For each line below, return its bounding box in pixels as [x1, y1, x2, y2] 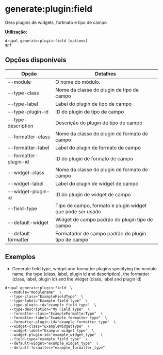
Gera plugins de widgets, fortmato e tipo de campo [5, 19, 107, 25]
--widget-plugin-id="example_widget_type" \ [9, 332, 103, 337]
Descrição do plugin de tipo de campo [55, 119, 143, 126]
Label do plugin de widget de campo [55, 180, 139, 187]
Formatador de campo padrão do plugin [55, 230, 147, 237]
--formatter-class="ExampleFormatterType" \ [9, 311, 103, 316]
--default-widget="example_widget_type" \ [9, 341, 98, 346]
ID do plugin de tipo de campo [55, 108, 124, 115]
